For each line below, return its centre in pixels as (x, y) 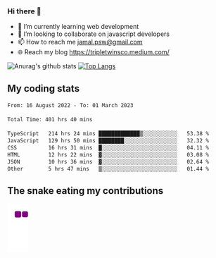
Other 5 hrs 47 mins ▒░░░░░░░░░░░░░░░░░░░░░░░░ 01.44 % (108, 169)
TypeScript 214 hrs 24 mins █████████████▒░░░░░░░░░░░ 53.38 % (108, 134)
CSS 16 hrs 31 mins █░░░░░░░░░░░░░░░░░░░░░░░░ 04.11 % (108, 148)
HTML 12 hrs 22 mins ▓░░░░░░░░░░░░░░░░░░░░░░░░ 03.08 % (108, 155)
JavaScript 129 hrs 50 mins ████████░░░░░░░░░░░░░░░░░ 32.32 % (108, 141)
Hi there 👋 (25, 11)
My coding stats (43, 88)
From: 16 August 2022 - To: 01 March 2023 (70, 106)
